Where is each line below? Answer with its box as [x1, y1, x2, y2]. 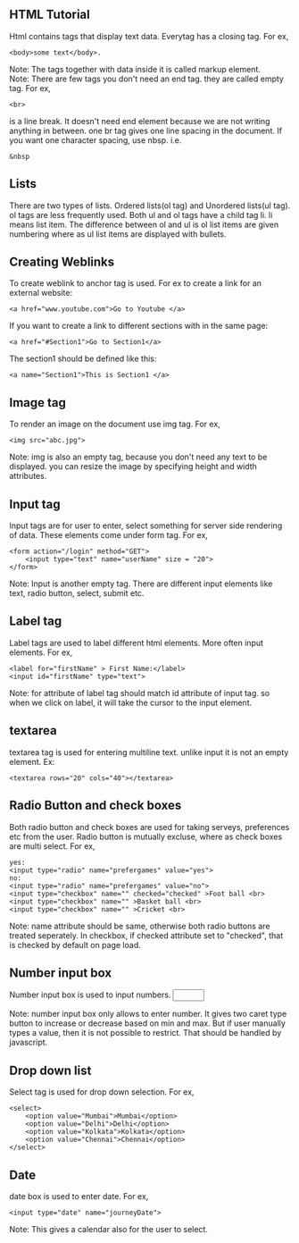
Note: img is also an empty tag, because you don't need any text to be [9, 451, 268, 463]
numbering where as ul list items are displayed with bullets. [9, 228, 227, 239]
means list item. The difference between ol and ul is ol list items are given [9, 219, 279, 230]
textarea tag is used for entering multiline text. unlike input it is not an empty [9, 746, 289, 758]
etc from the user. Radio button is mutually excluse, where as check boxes [9, 831, 283, 842]
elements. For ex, [9, 647, 73, 658]
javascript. [9, 1037, 48, 1048]
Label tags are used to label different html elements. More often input [9, 637, 264, 648]
